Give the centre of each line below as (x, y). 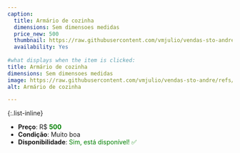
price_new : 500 (36, 34)
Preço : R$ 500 (40, 127)
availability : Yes (41, 47)
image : (17, 80)
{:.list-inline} (25, 113)
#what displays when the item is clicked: (71, 60)
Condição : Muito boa (49, 134)
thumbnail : (30, 41)
